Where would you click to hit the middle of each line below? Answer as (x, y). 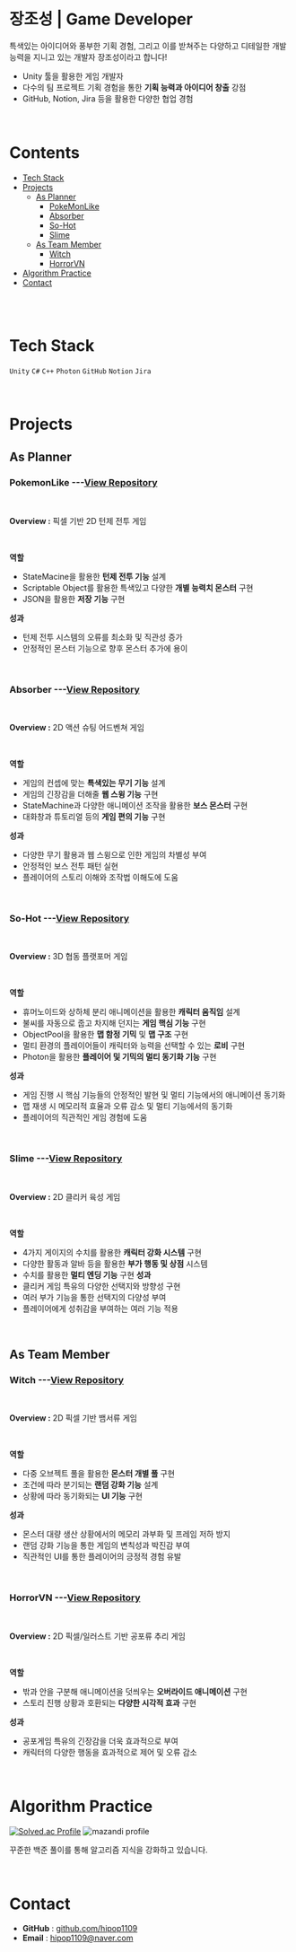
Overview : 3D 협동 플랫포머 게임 (69, 957)
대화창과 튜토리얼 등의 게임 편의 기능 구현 (94, 816)
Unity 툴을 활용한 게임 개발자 (73, 76)
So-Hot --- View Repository (70, 918)
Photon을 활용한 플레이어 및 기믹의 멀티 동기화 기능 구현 (119, 1057)
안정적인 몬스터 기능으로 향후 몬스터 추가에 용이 (105, 648)
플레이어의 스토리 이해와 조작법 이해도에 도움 (100, 877)
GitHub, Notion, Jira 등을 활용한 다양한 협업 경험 (108, 98)
